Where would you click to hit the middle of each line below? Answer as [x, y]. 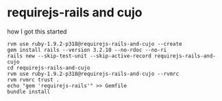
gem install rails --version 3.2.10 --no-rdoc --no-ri [87, 50]
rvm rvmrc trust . [33, 80]
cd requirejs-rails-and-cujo [49, 68]
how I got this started [37, 31]
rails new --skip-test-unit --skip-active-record [79, 56]
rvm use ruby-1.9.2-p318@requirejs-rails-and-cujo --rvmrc [93, 74]
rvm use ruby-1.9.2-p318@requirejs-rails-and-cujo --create [95, 44]
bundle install [29, 91]
